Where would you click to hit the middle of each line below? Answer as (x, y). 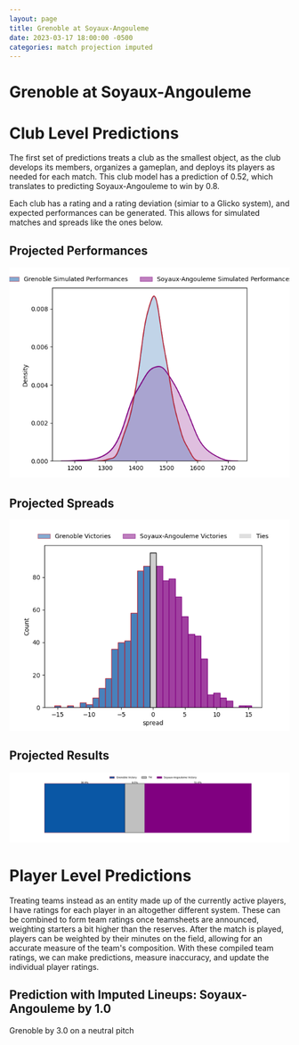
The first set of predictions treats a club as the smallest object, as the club (145, 158)
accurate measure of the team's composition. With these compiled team (141, 948)
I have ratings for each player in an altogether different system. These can (145, 909)
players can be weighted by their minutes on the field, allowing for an (136, 938)
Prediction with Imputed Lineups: (103, 995)
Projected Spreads (62, 503)
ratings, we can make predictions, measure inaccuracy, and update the (139, 957)
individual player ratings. (54, 966)
